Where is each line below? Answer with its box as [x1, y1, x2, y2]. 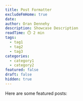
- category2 [9, 63, 35, 68]
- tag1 [9, 40, 23, 45]
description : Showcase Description [5, 26, 79, 31]
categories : [5, 53, 30, 59]
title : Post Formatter [5, 7, 52, 12]
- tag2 [9, 44, 23, 49]
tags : [5, 35, 16, 40]
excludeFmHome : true [5, 12, 48, 17]
